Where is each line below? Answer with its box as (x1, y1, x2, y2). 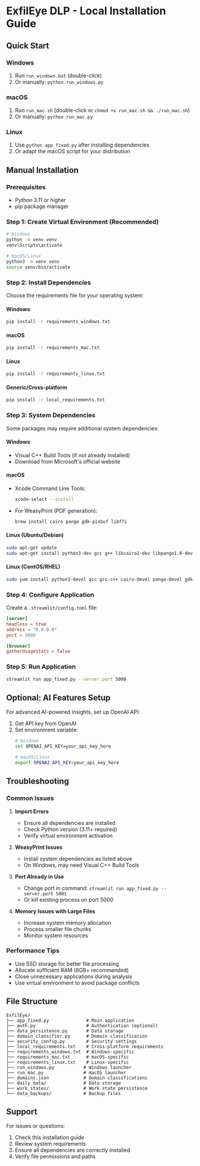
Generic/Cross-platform (6, 383, 67, 391)
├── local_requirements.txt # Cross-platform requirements (6, 1043, 164, 1050)
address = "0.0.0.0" (6, 627, 58, 632)
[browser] (6, 643, 31, 649)
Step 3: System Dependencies (6, 411, 96, 420)
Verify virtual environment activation (23, 832, 113, 839)
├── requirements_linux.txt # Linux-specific (6, 1059, 129, 1065)
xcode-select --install (14, 497, 74, 503)
